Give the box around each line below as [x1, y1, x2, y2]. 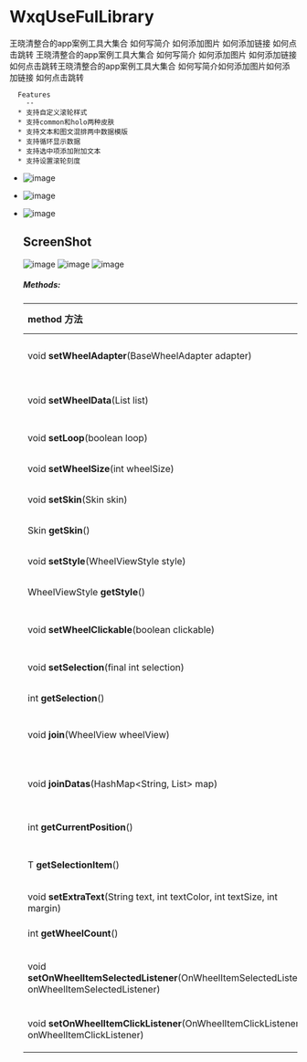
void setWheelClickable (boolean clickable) [26, 623, 216, 636]
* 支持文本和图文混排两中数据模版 [17, 127, 129, 136]
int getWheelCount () [26, 927, 119, 940]
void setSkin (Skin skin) [26, 493, 128, 506]
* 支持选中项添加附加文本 [17, 146, 101, 156]
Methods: [22, 279, 61, 290]
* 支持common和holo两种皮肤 [17, 117, 115, 127]
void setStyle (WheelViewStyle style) [26, 554, 186, 567]
